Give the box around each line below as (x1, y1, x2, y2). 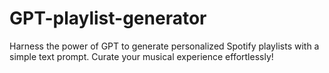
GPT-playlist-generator (9, 7, 207, 30)
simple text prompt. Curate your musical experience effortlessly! (9, 50, 274, 62)
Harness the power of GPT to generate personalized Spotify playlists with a (9, 40, 320, 52)
